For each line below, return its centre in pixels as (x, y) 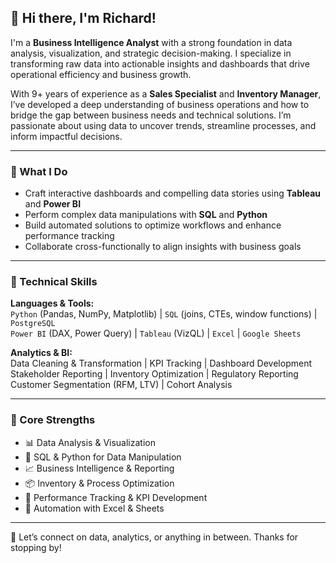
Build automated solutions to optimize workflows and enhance (153, 225)
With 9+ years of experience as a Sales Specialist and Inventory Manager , (166, 93)
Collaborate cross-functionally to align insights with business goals (163, 247)
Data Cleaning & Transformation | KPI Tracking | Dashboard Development (161, 363)
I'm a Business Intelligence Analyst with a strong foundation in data (151, 42)
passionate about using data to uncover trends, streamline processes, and (163, 125)
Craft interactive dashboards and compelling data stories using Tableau (173, 193)
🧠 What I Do (39, 171)
